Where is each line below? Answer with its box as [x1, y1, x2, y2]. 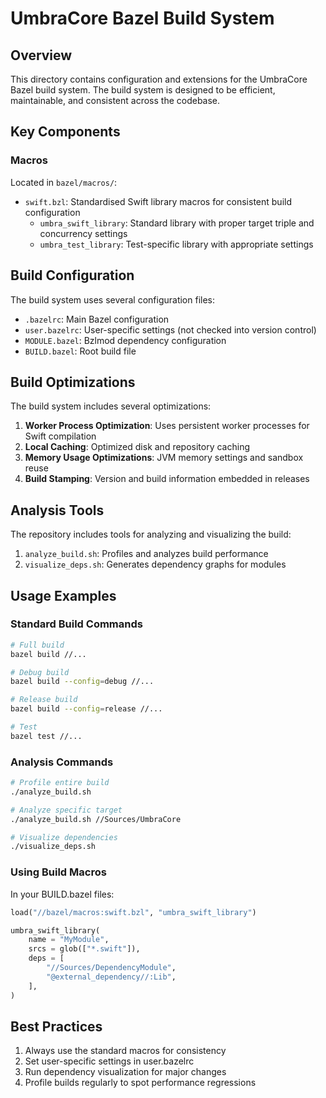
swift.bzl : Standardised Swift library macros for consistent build [24, 195, 292, 207]
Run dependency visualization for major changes [24, 1066, 227, 1078]
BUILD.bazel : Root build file [24, 345, 137, 357]
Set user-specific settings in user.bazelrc [24, 1055, 195, 1067]
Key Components [10, 123, 121, 141]
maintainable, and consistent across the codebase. [10, 95, 221, 106]
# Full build [10, 640, 65, 650]
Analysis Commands [10, 755, 114, 769]
